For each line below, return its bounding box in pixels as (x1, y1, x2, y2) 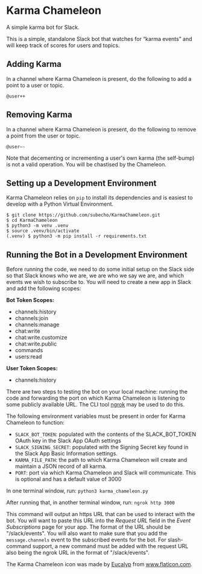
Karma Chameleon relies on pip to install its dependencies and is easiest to (6, 194, 193, 201)
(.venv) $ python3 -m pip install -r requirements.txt (6, 233, 147, 239)
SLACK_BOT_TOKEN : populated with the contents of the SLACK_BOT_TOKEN (14, 430, 197, 438)
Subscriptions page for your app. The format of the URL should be (6, 523, 171, 531)
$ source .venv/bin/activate (6, 228, 80, 234)
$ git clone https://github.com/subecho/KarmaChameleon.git (6, 212, 161, 218)
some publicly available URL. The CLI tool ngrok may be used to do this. (6, 401, 185, 408)
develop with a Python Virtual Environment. (6, 200, 113, 208)
